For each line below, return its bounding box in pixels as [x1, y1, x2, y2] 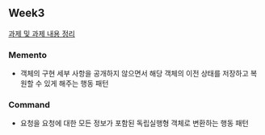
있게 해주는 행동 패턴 [44, 79, 109, 88]
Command [8, 100, 50, 111]
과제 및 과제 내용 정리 [8, 28, 75, 39]
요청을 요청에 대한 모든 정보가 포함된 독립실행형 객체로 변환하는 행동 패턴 [19, 118, 249, 128]
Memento [8, 49, 47, 60]
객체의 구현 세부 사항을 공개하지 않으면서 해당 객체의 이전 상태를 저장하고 [19, 68, 249, 79]
